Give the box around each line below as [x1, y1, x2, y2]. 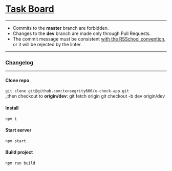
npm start [5, 138, 27, 144]
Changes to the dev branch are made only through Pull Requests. [12, 30, 151, 36]
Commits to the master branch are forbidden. [12, 25, 109, 31]
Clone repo [5, 77, 30, 83]
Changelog [5, 59, 33, 66]
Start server [5, 127, 32, 134]
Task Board [5, 3, 55, 15]
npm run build [5, 161, 36, 166]
